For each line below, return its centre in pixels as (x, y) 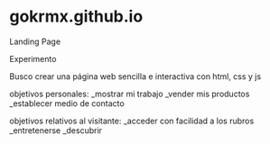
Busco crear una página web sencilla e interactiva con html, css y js (135, 76)
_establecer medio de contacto (67, 103)
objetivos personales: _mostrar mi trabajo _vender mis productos (130, 94)
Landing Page (35, 41)
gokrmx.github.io (76, 17)
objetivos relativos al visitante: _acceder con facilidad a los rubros (132, 121)
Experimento (33, 58)
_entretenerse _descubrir (56, 130)
